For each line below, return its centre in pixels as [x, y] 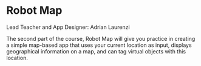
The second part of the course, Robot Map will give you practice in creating [101, 38]
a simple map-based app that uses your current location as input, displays [99, 45]
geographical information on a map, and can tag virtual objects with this [96, 51]
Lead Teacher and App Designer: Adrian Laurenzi [68, 27]
